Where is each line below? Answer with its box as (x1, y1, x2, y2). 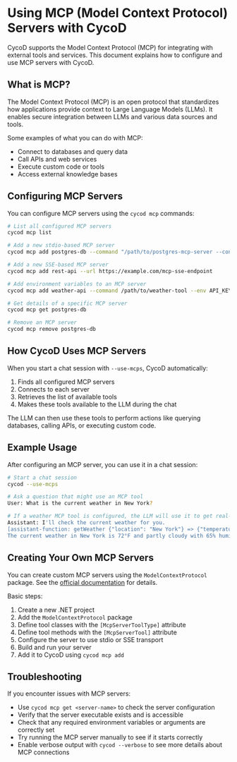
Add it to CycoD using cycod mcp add (17, 651, 125, 659)
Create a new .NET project (17, 605, 95, 614)
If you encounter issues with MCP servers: (7, 689, 131, 698)
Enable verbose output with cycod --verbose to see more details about (17, 741, 222, 749)
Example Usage (7, 442, 78, 454)
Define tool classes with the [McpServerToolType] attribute (17, 620, 186, 629)
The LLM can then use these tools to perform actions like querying (7, 413, 201, 422)
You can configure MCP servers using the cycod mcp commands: (7, 209, 195, 217)
